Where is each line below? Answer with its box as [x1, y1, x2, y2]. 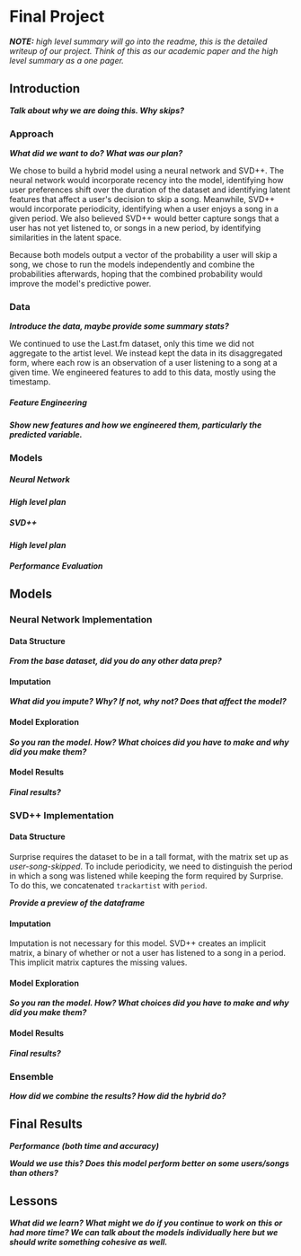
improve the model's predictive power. [9, 279, 152, 289]
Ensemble [9, 1070, 54, 1083]
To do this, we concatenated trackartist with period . [9, 880, 208, 891]
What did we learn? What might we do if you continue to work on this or [9, 1217, 283, 1228]
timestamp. [9, 376, 51, 387]
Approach [9, 128, 54, 140]
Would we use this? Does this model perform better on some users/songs [9, 1157, 290, 1169]
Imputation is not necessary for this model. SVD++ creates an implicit [9, 938, 267, 949]
